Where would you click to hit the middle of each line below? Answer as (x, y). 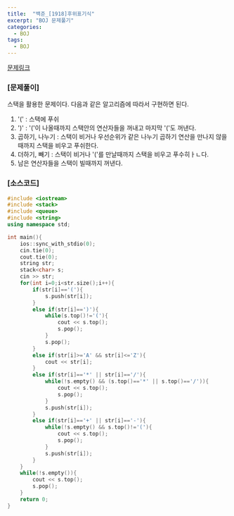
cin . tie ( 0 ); (37, 250)
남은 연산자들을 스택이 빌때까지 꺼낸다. (70, 164)
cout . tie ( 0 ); (39, 257)
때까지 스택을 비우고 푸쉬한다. (58, 146)
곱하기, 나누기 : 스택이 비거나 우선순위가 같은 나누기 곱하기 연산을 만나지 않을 (122, 137)
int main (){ (25, 237)
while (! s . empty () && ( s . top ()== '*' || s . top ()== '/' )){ (127, 381)
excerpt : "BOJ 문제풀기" (41, 20)
